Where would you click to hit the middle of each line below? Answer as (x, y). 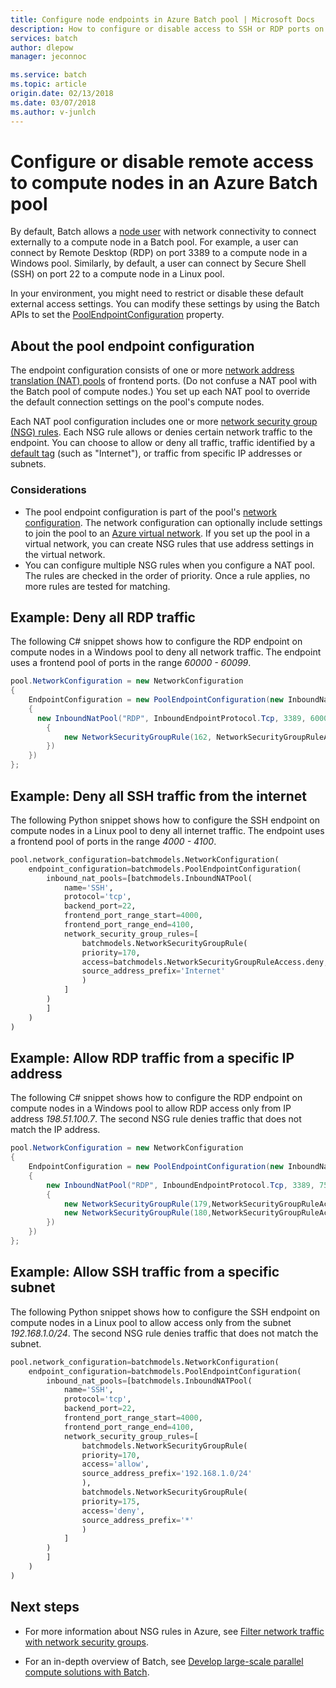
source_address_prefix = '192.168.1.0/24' (167, 1474)
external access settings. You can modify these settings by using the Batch (165, 304)
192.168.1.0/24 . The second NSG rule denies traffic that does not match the (164, 1333)
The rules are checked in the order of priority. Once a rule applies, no (167, 575)
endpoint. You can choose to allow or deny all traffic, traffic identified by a (163, 443)
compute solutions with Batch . (87, 1672)
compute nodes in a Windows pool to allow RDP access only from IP (151, 1108)
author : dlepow (42, 47)
